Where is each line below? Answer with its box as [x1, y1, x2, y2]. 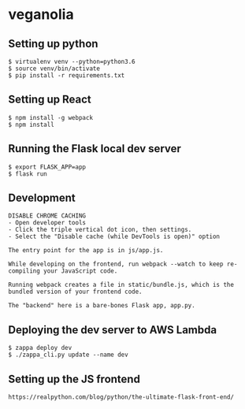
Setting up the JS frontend [8, 372, 140, 385]
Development [8, 191, 76, 205]
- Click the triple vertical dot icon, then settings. [8, 226, 192, 234]
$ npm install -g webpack [8, 113, 93, 121]
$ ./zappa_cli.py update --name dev [8, 351, 128, 359]
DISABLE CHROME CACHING [8, 212, 87, 220]
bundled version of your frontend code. [8, 288, 143, 296]
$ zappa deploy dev [8, 344, 72, 352]
